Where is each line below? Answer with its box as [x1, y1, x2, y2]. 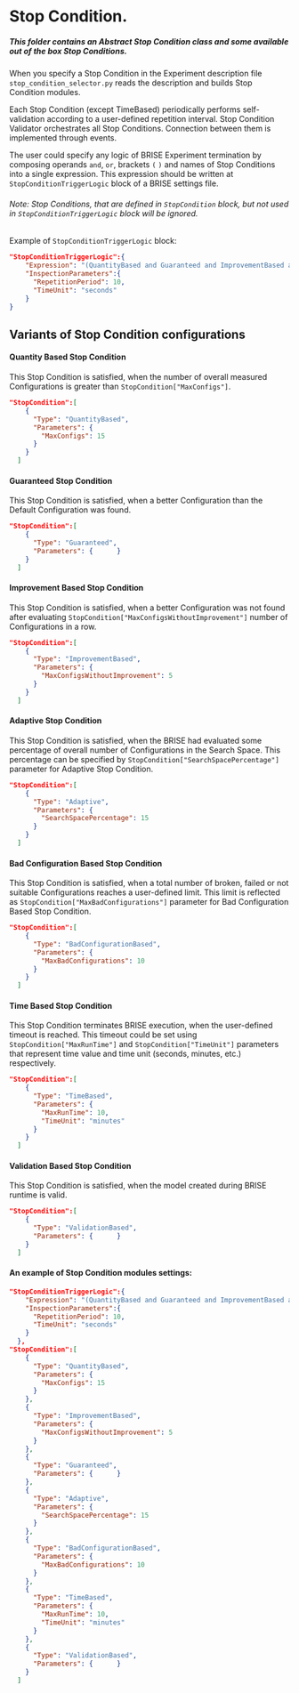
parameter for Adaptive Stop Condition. [9, 763, 154, 774]
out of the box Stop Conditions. [9, 45, 127, 56]
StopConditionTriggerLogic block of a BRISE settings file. [9, 178, 219, 189]
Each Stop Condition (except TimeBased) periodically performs [9, 104, 241, 115]
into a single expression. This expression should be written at [9, 169, 234, 180]
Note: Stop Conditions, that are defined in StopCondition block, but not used [9, 198, 289, 209]
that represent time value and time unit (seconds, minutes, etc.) [9, 1048, 242, 1060]
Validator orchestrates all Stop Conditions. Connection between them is [9, 123, 271, 134]
